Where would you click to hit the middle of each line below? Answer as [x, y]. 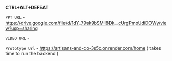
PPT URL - [15, 17]
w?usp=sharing [22, 28]
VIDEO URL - [17, 38]
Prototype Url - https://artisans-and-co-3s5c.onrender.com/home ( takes [83, 48]
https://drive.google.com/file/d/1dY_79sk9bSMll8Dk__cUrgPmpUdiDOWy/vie [86, 23]
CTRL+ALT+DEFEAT [27, 7]
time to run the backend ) [32, 54]
